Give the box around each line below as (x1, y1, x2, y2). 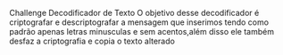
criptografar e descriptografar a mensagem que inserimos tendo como (9, 17, 270, 27)
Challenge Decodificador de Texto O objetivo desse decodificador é (9, 8, 260, 18)
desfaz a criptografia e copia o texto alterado (9, 35, 176, 46)
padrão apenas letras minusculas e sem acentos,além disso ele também (9, 27, 275, 36)
